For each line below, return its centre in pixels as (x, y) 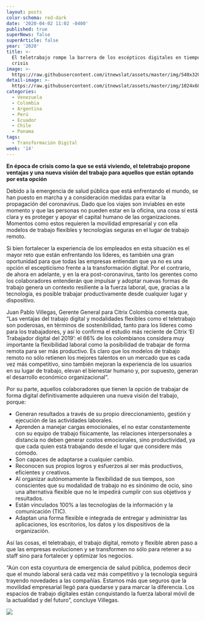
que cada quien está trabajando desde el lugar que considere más (98, 446)
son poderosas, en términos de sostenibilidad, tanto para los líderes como (99, 325)
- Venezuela (27, 97)
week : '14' (20, 148)
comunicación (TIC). (41, 511)
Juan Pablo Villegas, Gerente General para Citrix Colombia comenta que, (98, 312)
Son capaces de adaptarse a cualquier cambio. (74, 459)
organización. (32, 530)
